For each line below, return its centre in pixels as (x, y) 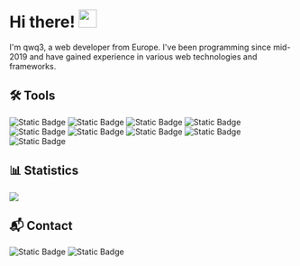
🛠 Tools (32, 96)
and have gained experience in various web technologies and (143, 56)
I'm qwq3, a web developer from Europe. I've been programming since (141, 47)
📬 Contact (41, 225)
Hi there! (42, 22)
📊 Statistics (44, 171)
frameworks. (33, 66)
